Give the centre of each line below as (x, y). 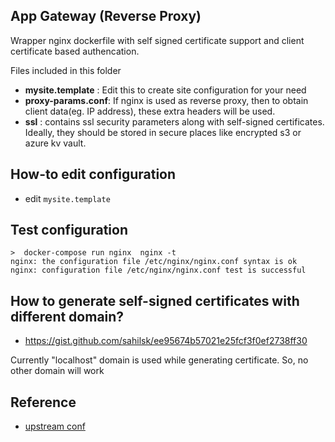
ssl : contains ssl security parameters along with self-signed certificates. (174, 121)
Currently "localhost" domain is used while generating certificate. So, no (159, 360)
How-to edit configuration (93, 174)
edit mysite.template (67, 198)
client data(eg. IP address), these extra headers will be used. (150, 111)
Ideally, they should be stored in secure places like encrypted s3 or (163, 132)
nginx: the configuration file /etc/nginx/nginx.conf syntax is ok (154, 262)
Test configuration (69, 230)
